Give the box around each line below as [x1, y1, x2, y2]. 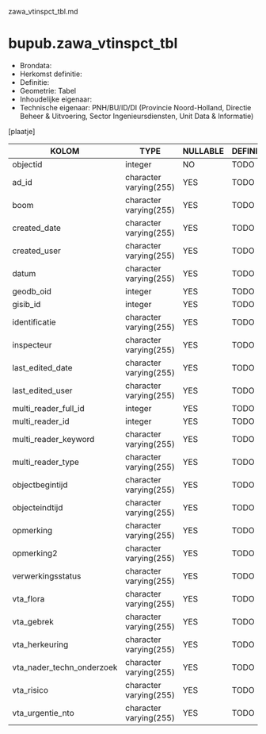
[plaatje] [8, 126, 36, 136]
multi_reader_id [12, 416, 70, 427]
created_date [12, 222, 62, 233]
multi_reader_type [12, 456, 79, 467]
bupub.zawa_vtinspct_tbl [8, 35, 178, 52]
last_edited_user [12, 385, 73, 396]
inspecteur [12, 339, 52, 350]
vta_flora [12, 593, 45, 604]
